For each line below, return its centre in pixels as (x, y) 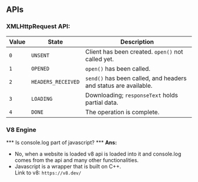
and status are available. (119, 85)
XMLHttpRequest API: (38, 27)
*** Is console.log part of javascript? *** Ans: (62, 142)
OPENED (41, 68)
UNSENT (41, 55)
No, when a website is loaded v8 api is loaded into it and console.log (98, 154)
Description (137, 42)
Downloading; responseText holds (132, 95)
